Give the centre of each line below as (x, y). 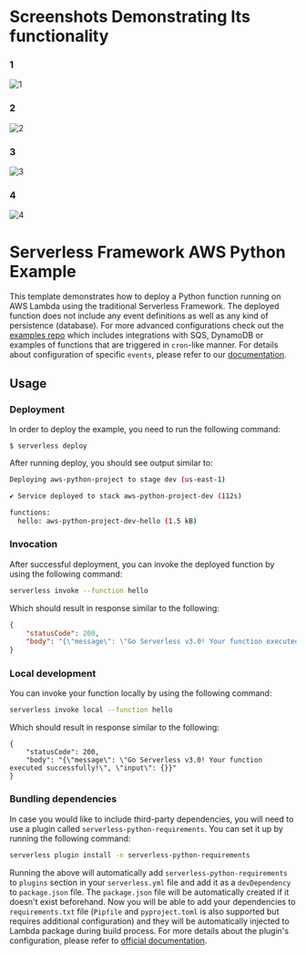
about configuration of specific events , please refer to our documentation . (148, 355)
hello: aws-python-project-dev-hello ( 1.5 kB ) (107, 521)
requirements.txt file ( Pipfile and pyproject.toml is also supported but (144, 911)
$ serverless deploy (49, 446)
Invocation (33, 545)
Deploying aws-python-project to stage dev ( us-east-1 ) (117, 480)
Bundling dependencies (63, 799)
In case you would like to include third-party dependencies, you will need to (152, 819)
